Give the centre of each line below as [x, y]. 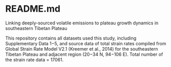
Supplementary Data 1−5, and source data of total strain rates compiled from [86, 43]
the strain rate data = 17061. [34, 59]
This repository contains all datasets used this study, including [71, 38]
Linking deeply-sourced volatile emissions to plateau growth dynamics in [82, 23]
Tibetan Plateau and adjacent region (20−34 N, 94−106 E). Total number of [84, 54]
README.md [33, 9]
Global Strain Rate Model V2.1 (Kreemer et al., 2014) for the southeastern [82, 49]
